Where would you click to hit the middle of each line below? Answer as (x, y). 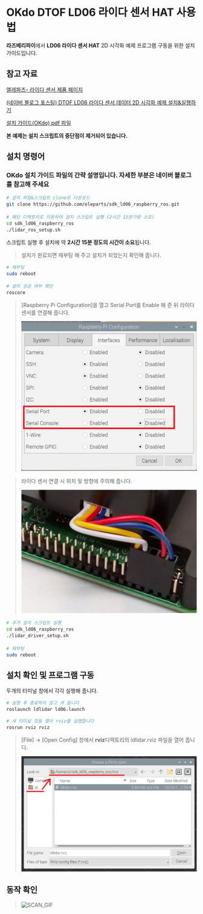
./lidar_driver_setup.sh (37, 636)
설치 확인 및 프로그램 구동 (50, 676)
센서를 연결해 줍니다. (45, 313)
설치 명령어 (26, 157)
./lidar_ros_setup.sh (34, 230)
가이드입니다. (22, 53)
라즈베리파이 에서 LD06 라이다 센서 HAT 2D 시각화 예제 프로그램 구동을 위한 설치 (101, 45)
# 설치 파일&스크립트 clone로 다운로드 (48, 198)
